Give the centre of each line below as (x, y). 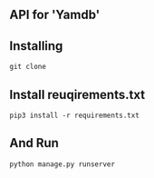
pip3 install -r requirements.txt (75, 116)
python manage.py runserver (63, 164)
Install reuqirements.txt (77, 94)
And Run (34, 143)
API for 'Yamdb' (55, 15)
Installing (36, 46)
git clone (28, 67)
